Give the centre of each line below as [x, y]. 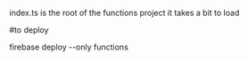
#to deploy [29, 30]
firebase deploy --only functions [69, 47]
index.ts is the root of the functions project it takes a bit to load [124, 13]
